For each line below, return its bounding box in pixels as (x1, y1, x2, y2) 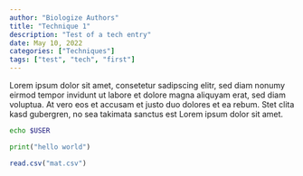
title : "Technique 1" (9, 22, 91, 31)
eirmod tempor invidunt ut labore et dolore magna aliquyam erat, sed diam (9, 89, 287, 100)
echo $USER (9, 126, 51, 135)
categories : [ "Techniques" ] (9, 47, 116, 56)
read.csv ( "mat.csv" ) (9, 159, 88, 168)
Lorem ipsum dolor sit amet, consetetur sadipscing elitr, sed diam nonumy (9, 80, 286, 90)
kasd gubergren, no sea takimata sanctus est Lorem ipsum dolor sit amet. (9, 109, 283, 119)
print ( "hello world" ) (9, 142, 91, 152)
